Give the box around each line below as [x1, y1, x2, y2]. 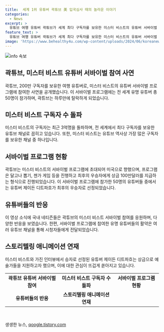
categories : [5, 12, 29, 17]
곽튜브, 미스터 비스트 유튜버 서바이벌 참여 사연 [5, 69, 134, 77]
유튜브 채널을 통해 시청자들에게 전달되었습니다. [10, 227, 99, 233]
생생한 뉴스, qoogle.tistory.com [5, 321, 66, 327]
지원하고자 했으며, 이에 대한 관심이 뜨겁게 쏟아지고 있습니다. [21, 262, 135, 268]
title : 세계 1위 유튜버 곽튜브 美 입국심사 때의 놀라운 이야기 [5, 7, 116, 12]
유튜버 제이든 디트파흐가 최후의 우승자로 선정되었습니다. [10, 185, 116, 191]
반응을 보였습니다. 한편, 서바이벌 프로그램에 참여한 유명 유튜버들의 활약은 [14, 221, 152, 226]
